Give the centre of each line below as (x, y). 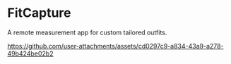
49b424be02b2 (30, 53)
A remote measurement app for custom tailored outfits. (87, 32)
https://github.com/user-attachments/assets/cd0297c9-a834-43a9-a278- (115, 46)
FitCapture (39, 13)
